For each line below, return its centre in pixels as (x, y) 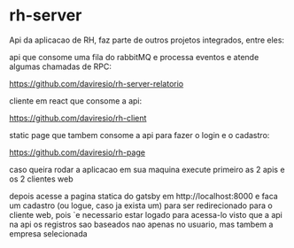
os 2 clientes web (41, 179)
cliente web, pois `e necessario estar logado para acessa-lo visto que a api (146, 214)
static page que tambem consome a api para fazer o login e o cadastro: (139, 135)
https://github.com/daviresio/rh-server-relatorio (97, 83)
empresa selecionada (48, 233)
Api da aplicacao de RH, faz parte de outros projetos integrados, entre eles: (147, 40)
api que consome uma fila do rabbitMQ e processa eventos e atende (134, 57)
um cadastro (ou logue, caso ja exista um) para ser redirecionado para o (141, 205)
